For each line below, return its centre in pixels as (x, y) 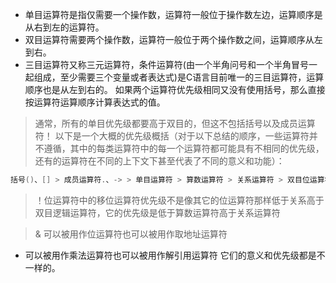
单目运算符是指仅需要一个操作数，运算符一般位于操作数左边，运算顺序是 (173, 14)
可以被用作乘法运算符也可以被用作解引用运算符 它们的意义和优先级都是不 (175, 255)
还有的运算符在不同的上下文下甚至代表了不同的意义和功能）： (159, 161)
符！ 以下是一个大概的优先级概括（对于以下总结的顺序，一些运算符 (172, 136)
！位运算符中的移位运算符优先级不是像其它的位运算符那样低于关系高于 (179, 200)
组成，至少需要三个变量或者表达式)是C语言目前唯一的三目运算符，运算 (179, 77)
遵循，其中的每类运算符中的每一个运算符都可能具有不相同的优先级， (184, 148)
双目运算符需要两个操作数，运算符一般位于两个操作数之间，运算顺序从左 (173, 39)
